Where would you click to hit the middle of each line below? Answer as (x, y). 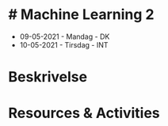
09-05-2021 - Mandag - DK (65, 36)
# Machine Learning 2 (81, 15)
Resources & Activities (84, 113)
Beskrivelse (48, 77)
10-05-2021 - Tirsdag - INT (64, 44)
